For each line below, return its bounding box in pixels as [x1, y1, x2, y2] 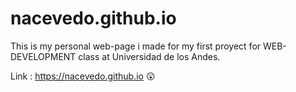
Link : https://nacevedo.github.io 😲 [10, 70, 156, 82]
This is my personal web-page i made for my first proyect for [10, 40, 262, 52]
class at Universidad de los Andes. [78, 50, 221, 62]
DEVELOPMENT [10, 50, 77, 62]
